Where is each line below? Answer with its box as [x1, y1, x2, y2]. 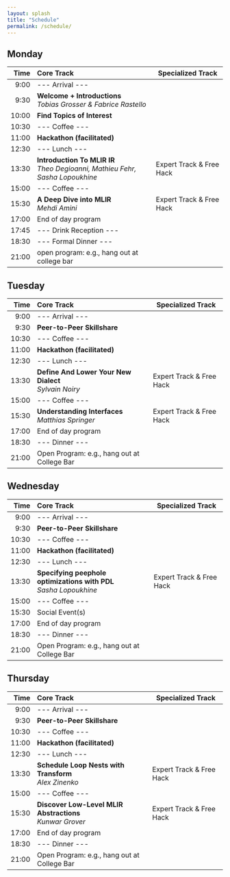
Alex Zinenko [36, 777, 79, 787]
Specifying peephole [36, 568, 107, 578]
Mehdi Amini [36, 203, 77, 213]
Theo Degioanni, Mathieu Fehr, [36, 164, 137, 173]
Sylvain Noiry [36, 384, 81, 394]
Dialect [36, 376, 61, 385]
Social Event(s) [36, 607, 86, 617]
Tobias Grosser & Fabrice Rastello [36, 100, 146, 110]
